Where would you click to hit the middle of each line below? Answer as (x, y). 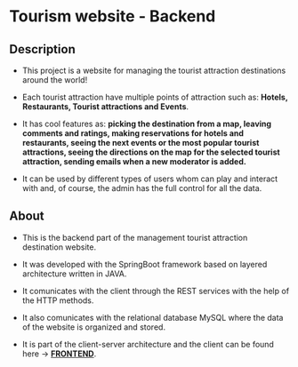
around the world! (55, 80)
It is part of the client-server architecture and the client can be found (148, 344)
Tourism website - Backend (113, 16)
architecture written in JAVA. (74, 274)
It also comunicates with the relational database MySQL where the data (153, 317)
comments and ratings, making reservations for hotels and (133, 133)
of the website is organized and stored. (94, 327)
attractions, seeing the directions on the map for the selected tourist (151, 152)
